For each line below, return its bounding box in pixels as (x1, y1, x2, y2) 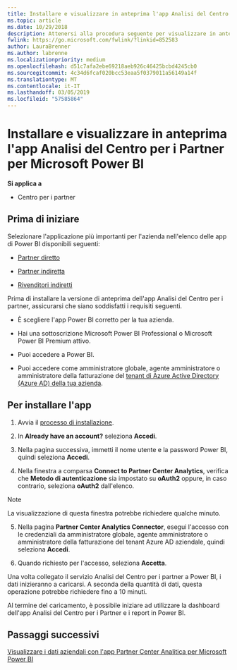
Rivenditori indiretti (17, 280, 73, 289)
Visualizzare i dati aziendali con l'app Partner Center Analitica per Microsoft (7, 647, 227, 656)
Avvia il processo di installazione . (17, 418, 114, 427)
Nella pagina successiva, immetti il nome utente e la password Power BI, (17, 445, 228, 453)
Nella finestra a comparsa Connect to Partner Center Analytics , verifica (17, 466, 229, 475)
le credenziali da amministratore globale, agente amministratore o (17, 530, 208, 538)
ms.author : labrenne (7, 50, 68, 57)
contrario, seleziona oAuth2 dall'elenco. (17, 481, 135, 490)
